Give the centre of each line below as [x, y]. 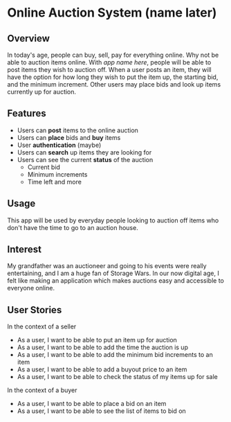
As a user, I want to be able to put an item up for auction [97, 340]
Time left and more [54, 182]
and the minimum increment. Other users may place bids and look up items [114, 84]
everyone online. [31, 288]
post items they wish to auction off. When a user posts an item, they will [110, 70]
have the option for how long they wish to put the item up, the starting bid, [113, 77]
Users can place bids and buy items [69, 137]
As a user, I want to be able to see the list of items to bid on [102, 411]
